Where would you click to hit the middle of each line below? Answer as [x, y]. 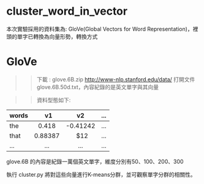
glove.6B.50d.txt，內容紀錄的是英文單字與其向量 [98, 87]
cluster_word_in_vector [67, 11]
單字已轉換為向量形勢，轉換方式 [57, 36]
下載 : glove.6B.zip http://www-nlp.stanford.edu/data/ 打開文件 [116, 79]
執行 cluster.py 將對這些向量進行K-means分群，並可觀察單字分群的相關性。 [101, 174]
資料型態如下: [54, 100]
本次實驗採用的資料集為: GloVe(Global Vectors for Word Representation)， [100, 29]
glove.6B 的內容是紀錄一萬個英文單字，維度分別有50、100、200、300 [95, 161]
